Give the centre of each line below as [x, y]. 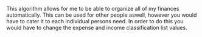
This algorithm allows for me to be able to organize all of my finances [93, 9]
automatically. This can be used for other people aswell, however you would [102, 15]
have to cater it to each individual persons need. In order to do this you [95, 21]
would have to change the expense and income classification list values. [97, 27]
